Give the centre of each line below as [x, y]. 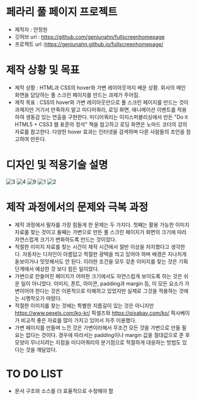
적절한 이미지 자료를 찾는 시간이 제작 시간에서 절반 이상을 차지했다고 [92, 246]
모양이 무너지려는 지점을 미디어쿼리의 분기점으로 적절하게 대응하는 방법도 [98, 342]
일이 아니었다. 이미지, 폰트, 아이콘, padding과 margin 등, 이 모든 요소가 [102, 284]
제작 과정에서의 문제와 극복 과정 [77, 207]
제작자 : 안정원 [31, 29]
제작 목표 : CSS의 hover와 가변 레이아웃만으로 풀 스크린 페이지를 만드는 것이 [101, 102]
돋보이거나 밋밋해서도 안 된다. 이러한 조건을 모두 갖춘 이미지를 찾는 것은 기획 [101, 261]
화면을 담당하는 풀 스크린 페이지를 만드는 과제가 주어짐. [77, 95]
